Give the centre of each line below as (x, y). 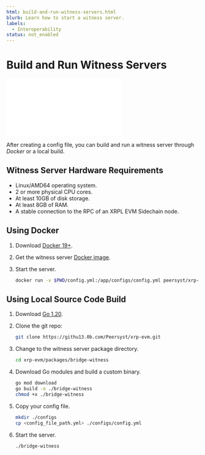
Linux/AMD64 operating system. (56, 185)
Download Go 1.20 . (39, 314)
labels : (16, 23)
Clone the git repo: (39, 326)
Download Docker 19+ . (44, 245)
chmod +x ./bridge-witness (50, 394)
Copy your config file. (43, 406)
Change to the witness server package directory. (77, 349)
